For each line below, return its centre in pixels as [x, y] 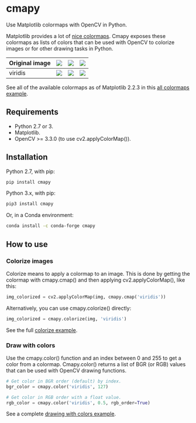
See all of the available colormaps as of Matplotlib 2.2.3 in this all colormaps [98, 87]
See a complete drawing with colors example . [61, 414]
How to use [27, 244]
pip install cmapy [28, 182]
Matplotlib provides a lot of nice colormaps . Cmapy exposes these [86, 36]
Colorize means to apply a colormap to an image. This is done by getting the [98, 273]
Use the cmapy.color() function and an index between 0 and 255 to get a [94, 358]
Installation [27, 157]
